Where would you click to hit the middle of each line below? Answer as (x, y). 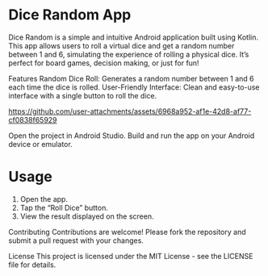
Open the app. (44, 199)
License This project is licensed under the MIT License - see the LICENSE (131, 256)
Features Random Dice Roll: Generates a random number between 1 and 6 (131, 78)
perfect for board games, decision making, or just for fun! (104, 63)
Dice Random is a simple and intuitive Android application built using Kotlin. (133, 37)
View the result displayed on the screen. (87, 216)
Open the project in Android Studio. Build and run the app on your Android (132, 136)
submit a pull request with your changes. (76, 240)
